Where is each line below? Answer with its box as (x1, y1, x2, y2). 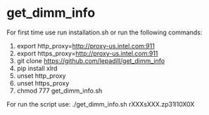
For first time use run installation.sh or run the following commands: (6, 28, 203, 36)
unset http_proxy (16, 72, 66, 80)
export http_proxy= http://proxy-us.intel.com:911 (16, 41, 156, 50)
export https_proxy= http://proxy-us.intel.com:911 (16, 49, 158, 57)
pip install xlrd (16, 64, 58, 72)
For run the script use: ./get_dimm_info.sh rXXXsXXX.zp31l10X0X (6, 100, 195, 108)
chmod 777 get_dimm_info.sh (16, 86, 103, 95)
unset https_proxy (16, 79, 70, 87)
